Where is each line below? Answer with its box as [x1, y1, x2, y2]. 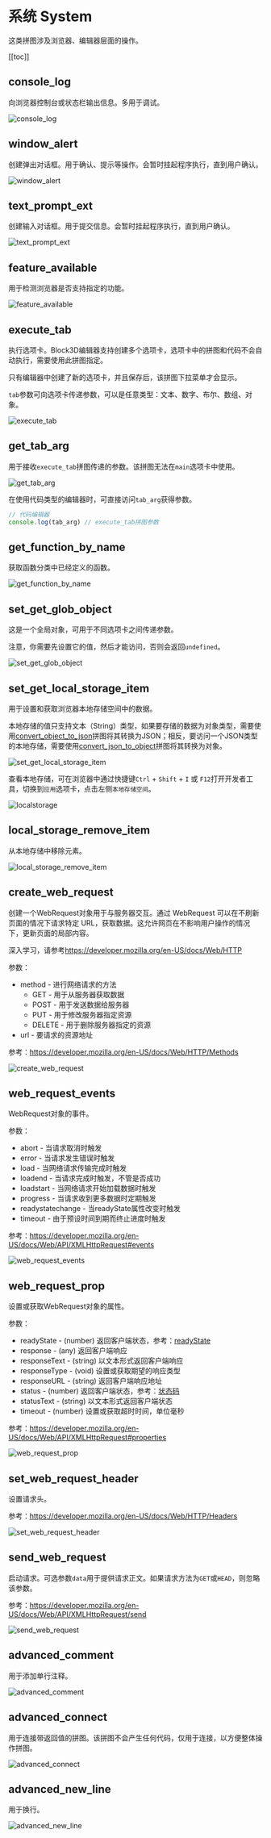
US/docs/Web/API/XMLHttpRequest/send [8, 1609, 147, 1619]
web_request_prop [8, 1279, 105, 1293]
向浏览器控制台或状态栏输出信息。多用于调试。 [8, 98, 164, 107]
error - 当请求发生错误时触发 [19, 1153, 115, 1163]
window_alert [8, 137, 78, 151]
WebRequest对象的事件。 [8, 1109, 94, 1118]
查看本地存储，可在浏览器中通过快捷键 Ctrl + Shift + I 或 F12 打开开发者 [8, 774, 247, 783]
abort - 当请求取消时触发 [19, 1143, 102, 1153]
